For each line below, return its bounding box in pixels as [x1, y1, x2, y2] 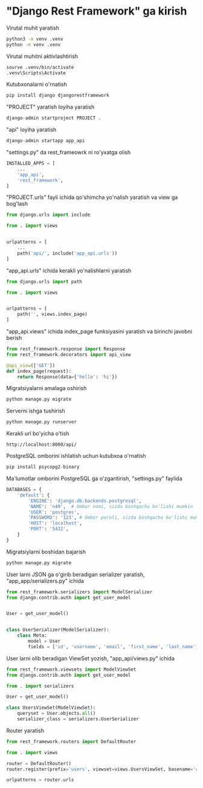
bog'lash [6, 200, 28, 207]
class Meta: [17, 633, 47, 639]
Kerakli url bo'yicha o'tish [6, 430, 69, 437]
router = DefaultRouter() [6, 760, 71, 766]
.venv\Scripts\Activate [6, 70, 66, 76]
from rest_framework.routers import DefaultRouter [6, 738, 137, 744]
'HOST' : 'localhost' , [28, 520, 83, 527]
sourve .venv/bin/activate [6, 64, 74, 70]
